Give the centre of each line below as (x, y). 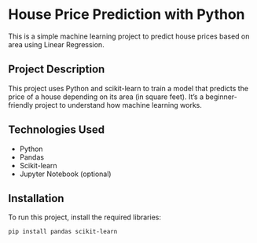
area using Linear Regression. (56, 44)
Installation (36, 198)
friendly (21, 105)
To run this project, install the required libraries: (84, 217)
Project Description (57, 70)
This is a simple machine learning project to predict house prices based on (129, 36)
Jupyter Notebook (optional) (65, 174)
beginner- (221, 97)
